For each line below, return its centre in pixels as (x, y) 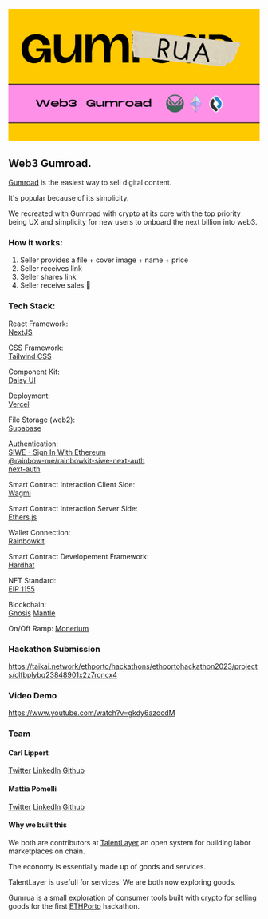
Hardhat (22, 565)
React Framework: (38, 324)
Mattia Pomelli (33, 789)
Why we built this (38, 825)
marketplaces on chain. (47, 851)
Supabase (25, 428)
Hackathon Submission (55, 649)
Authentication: (33, 444)
